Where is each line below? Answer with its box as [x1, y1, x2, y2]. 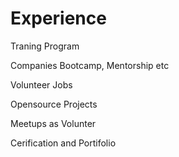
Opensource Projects [10, 98, 98, 110]
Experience [10, 7, 107, 30]
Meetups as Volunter [10, 117, 97, 129]
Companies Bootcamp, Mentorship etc [10, 59, 170, 71]
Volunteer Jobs [10, 78, 73, 91]
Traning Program [10, 40, 80, 52]
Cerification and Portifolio [10, 137, 117, 149]
